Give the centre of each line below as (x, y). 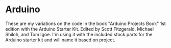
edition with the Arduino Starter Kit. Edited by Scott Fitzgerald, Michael (80, 29)
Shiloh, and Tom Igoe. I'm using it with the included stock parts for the (79, 34)
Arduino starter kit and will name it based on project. (60, 40)
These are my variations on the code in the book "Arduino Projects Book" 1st (86, 23)
